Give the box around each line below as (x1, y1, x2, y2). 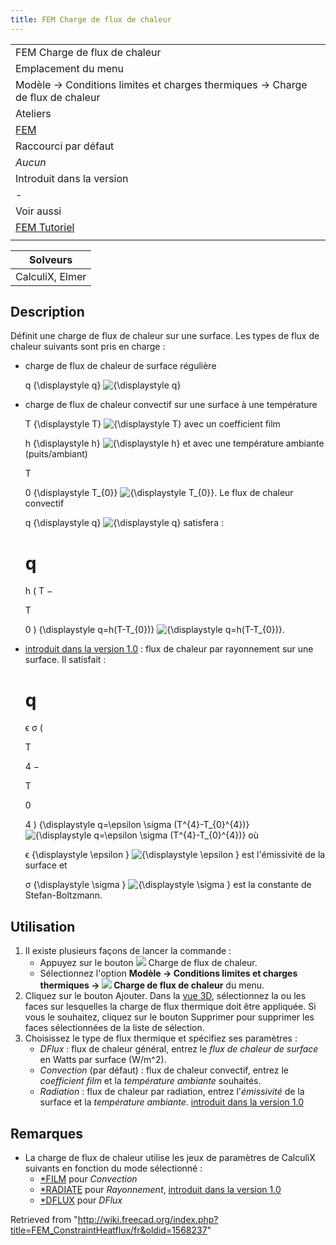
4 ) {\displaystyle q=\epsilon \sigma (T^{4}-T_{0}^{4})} (24, 819, 250, 831)
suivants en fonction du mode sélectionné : (24, 1162, 203, 1174)
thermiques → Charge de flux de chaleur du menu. (39, 979, 265, 991)
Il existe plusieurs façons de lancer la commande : (24, 945, 232, 957)
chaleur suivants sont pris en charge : (10, 341, 166, 353)
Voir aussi (15, 204, 62, 218)
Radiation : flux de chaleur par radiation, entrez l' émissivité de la (39, 1086, 305, 1098)
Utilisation (10, 918, 76, 935)
